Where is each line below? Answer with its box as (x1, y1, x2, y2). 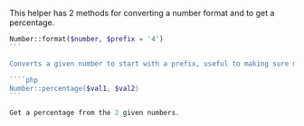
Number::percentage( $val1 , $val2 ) (9, 84, 140, 93)
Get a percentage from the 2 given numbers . (9, 108, 180, 118)
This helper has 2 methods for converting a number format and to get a (9, 8, 275, 18)
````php (9, 76, 39, 85)
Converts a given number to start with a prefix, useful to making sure (9, 58, 290, 68)
